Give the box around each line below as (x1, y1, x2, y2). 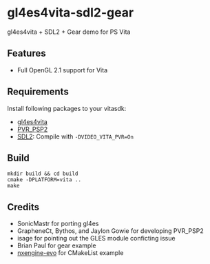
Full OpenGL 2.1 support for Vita (17, 65, 108, 74)
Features (7, 48, 46, 59)
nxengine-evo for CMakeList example (17, 249, 124, 257)
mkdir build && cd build (7, 170, 78, 177)
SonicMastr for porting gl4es (17, 219, 99, 228)
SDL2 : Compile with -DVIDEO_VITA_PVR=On (17, 132, 134, 141)
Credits (7, 201, 40, 213)
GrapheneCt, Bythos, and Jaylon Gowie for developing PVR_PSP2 (17, 227, 204, 235)
